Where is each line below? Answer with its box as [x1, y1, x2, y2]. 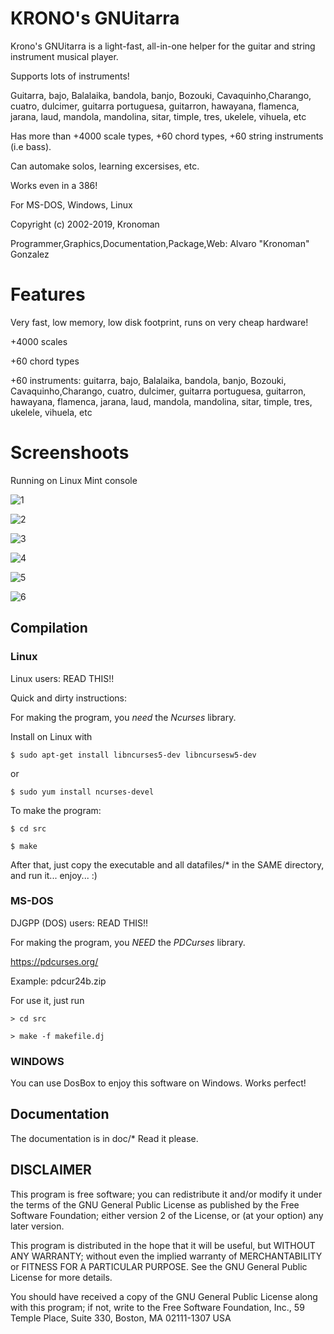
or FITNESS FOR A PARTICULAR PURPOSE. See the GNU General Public [10, 1260, 308, 1272]
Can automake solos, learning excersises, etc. [10, 160, 200, 172]
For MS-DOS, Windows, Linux [10, 198, 133, 211]
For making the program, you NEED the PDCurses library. [10, 936, 246, 948]
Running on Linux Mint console [10, 474, 138, 486]
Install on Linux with [10, 730, 93, 742]
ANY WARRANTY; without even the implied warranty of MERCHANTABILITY [10, 1250, 323, 1262]
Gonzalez [10, 248, 50, 260]
